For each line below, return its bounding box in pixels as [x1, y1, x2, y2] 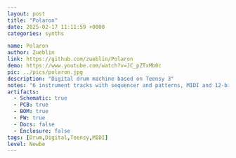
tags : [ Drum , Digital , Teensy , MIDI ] [7, 134, 109, 141]
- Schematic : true [13, 95, 68, 102]
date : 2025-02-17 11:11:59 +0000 [7, 23, 105, 30]
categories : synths [7, 29, 65, 37]
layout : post [7, 10, 46, 18]
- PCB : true [13, 101, 49, 109]
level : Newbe [7, 140, 46, 147]
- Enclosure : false [13, 127, 71, 134]
